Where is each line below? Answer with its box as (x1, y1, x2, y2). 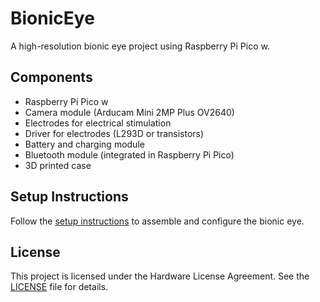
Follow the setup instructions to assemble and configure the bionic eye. (10, 215, 305, 227)
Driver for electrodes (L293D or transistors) (24, 127, 205, 139)
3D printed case (24, 159, 92, 171)
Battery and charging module (24, 138, 145, 150)
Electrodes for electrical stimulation (24, 117, 172, 129)
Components (10, 69, 93, 86)
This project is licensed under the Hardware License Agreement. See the (10, 270, 310, 282)
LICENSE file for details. (10, 281, 109, 293)
